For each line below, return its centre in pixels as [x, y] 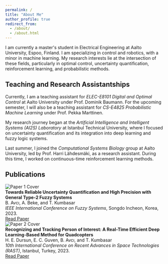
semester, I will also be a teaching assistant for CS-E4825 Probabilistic [78, 107]
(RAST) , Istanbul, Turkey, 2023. [38, 250]
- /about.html [24, 33]
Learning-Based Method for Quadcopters [49, 234]
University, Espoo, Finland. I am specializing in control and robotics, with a [82, 53]
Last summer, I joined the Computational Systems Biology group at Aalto [80, 148]
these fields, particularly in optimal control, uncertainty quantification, [77, 63]
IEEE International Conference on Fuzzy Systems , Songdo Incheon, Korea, [82, 208]
